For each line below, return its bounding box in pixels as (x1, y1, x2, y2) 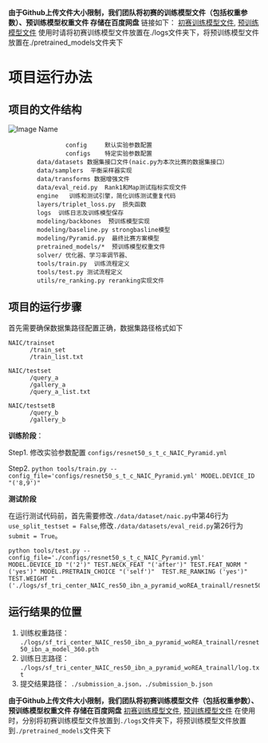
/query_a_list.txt (29, 387, 91, 395)
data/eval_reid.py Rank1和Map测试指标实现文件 (37, 183, 187, 191)
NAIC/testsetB (8, 402, 56, 410)
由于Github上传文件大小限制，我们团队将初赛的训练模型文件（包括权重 (8, 8, 241, 17)
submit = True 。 (8, 530, 62, 541)
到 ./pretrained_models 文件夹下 (8, 725, 112, 735)
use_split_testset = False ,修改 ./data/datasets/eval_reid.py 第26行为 (8, 521, 243, 530)
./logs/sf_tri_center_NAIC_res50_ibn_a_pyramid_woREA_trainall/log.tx (19, 663, 260, 672)
